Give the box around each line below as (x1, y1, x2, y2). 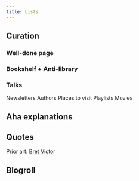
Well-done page (6, 48, 54, 57)
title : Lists (6, 8, 39, 15)
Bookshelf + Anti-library (6, 65, 78, 73)
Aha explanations (6, 112, 73, 122)
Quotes (6, 132, 35, 142)
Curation (6, 31, 40, 41)
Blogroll (6, 165, 36, 175)
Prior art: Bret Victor (6, 148, 55, 155)
